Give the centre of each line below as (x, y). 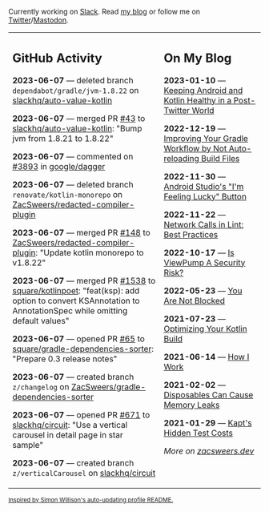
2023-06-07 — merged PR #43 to (79, 118)
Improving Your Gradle (206, 138)
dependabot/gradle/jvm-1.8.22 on (76, 90)
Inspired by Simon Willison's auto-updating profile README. (91, 500)
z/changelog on (41, 386)
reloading (182, 158)
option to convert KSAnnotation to (76, 300)
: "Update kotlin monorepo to (90, 252)
